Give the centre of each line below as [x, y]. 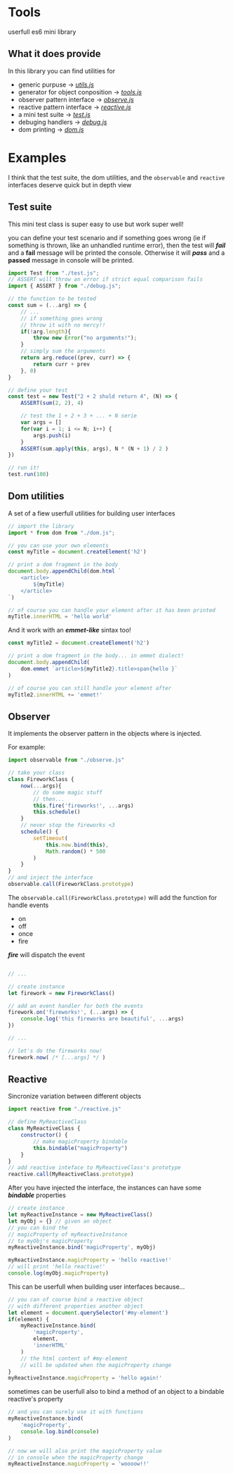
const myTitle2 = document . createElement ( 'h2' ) [79, 643]
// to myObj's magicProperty [51, 1241]
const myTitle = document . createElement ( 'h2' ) [77, 552]
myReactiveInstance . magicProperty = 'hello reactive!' [90, 1260]
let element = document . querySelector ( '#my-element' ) [88, 1313]
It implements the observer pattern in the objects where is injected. [105, 734]
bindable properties [37, 1195]
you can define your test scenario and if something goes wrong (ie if [107, 237]
